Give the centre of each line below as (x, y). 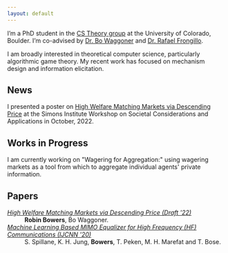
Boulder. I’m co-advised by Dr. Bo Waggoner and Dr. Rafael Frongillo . (105, 40)
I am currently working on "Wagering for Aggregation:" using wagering (108, 160)
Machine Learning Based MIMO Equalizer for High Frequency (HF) (102, 227)
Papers (23, 196)
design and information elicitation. (56, 68)
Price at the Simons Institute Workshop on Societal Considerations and (108, 114)
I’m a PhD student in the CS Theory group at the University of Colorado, (109, 33)
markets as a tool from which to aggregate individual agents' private (104, 167)
